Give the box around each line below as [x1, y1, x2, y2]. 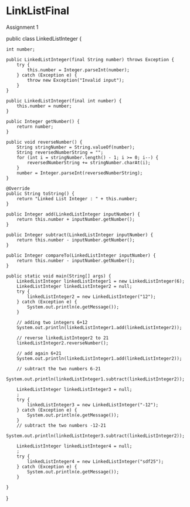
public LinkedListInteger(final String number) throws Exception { [6, 57, 175, 62]
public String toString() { [6, 190, 75, 197]
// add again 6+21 [16, 350, 62, 356]
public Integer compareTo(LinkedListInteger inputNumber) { [6, 252, 157, 259]
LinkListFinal [6, 4, 69, 18]
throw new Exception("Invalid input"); [27, 77, 125, 83]
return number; [16, 124, 54, 130]
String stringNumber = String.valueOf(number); [16, 144, 135, 150]
